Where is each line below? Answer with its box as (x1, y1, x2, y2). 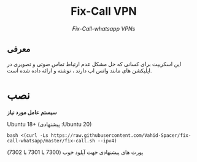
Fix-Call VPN (71, 4, 137, 18)
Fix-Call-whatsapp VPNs (72, 25, 136, 32)
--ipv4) (98, 137, 117, 144)
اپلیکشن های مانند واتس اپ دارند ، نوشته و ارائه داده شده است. (7, 66, 152, 74)
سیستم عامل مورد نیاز (7, 109, 57, 116)
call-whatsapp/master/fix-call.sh (7, 137, 96, 144)
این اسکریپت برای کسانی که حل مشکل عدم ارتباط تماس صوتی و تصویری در (7, 60, 182, 67)
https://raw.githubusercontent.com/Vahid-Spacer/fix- (50, 132, 191, 139)
